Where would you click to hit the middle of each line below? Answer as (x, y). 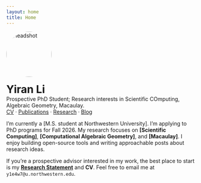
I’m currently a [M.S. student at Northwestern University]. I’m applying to (97, 123)
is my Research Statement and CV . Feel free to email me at (81, 167)
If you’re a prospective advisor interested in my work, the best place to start (101, 161)
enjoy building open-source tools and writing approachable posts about (95, 143)
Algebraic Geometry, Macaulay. (45, 105)
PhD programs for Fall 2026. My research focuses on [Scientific (86, 130)
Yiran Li (26, 89)
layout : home (23, 12)
